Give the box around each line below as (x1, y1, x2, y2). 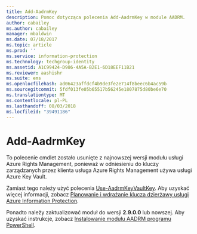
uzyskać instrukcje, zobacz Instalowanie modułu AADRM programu (6, 215, 171, 223)
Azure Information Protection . (6, 198, 79, 205)
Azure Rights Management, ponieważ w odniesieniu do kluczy (6, 161, 159, 168)
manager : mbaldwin (6, 31, 52, 37)
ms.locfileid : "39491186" (6, 109, 70, 115)
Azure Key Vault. (6, 173, 47, 180)
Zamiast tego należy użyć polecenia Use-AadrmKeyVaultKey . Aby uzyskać (6, 184, 190, 192)
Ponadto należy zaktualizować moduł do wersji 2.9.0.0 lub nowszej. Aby (6, 209, 185, 216)
